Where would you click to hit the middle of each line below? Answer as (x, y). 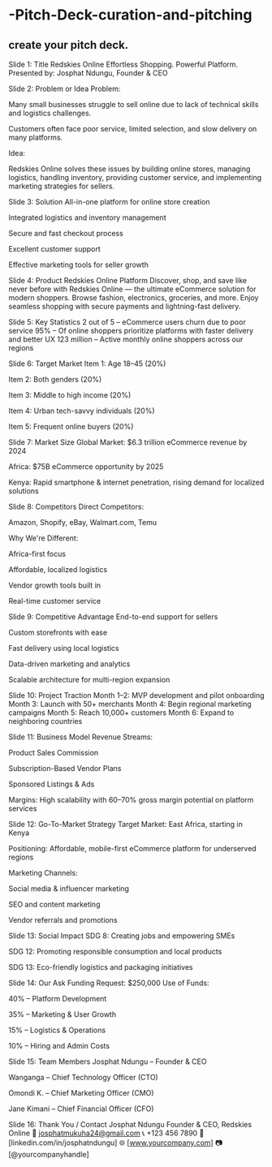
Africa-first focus (37, 554)
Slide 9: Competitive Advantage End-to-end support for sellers (113, 617)
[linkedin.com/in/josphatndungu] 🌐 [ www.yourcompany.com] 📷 (116, 1143)
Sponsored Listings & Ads (52, 784)
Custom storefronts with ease (58, 632)
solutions (24, 491)
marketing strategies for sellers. (62, 186)
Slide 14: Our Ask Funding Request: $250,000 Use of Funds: (109, 983)
